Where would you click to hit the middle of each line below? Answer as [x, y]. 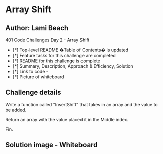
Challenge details [33, 93]
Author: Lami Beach [37, 28]
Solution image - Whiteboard [51, 145]
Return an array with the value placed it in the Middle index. [67, 119]
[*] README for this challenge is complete [56, 61]
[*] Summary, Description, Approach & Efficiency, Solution [73, 66]
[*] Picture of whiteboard [38, 77]
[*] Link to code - [30, 71]
